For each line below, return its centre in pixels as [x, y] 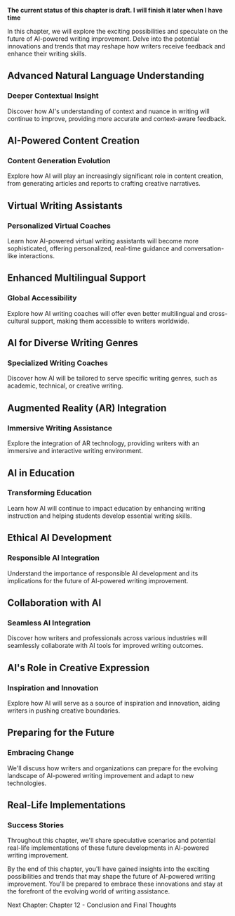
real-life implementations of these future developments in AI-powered [108, 848]
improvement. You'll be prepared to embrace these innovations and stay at [115, 884]
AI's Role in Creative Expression [79, 668]
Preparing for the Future [61, 733]
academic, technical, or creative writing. [65, 386]
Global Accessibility [42, 298]
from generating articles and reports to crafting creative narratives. [104, 184]
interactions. [36, 256]
